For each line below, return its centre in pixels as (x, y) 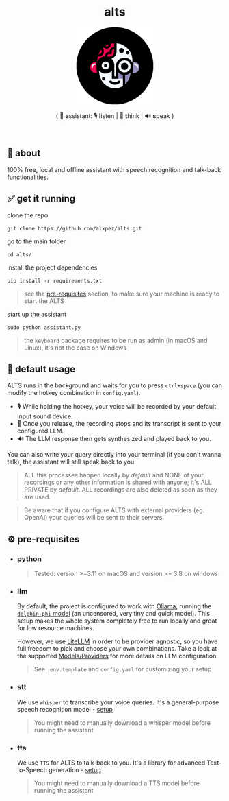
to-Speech (32, 769)
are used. (37, 497)
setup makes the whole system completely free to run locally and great (117, 621)
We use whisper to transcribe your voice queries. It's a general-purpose (118, 702)
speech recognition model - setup (65, 709)
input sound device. (45, 416)
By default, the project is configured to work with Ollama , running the (114, 606)
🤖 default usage (41, 369)
